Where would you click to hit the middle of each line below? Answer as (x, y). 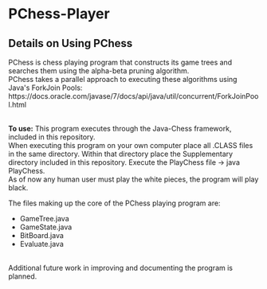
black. (18, 187)
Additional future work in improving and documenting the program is (121, 268)
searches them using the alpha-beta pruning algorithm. (99, 71)
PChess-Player (59, 14)
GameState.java (46, 227)
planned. (23, 276)
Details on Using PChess (71, 43)
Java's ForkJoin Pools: (45, 88)
